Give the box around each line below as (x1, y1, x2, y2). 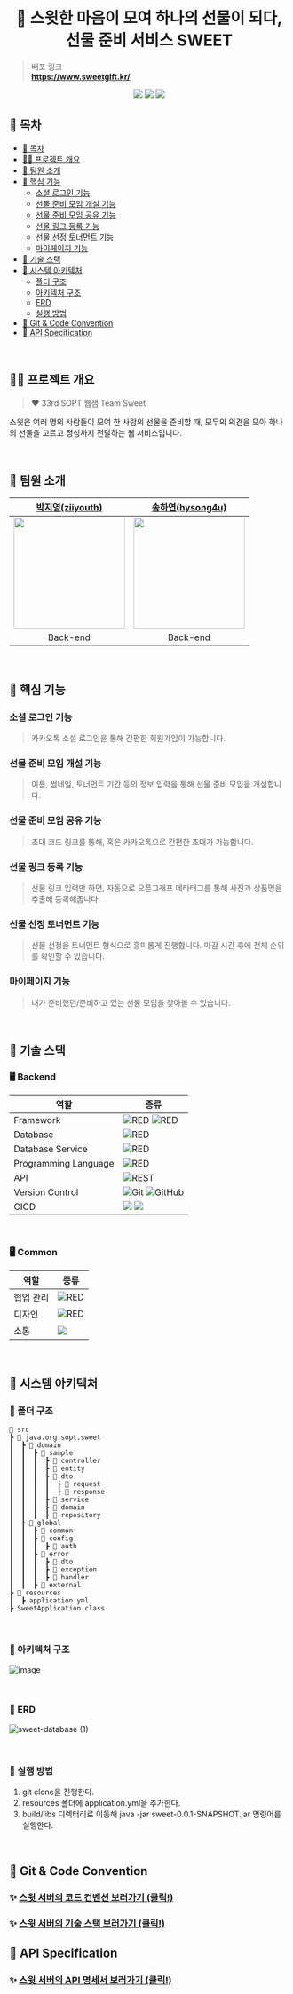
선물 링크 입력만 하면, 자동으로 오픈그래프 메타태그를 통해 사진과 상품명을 (30, 882, 282, 893)
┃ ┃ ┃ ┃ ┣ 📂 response (9, 1488, 105, 1497)
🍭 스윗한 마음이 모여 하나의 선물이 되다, (16, 8, 282, 28)
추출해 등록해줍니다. (30, 893, 100, 904)
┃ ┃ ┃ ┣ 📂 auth (9, 1542, 77, 1551)
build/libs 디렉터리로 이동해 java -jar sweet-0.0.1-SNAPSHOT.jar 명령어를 (21, 1808, 281, 1820)
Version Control (13, 1186, 79, 1199)
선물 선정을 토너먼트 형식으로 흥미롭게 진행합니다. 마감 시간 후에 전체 (30, 940, 268, 951)
